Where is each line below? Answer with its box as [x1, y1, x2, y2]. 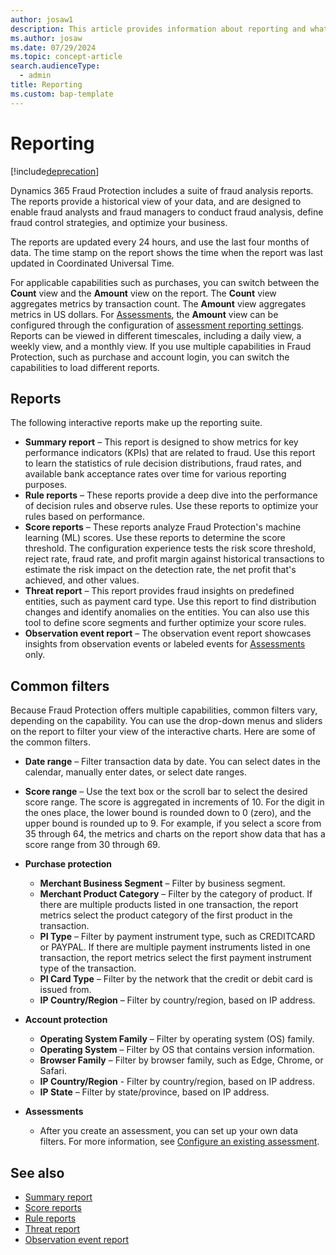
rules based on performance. [24, 511, 145, 523]
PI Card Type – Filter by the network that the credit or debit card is [39, 973, 313, 985]
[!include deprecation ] [10, 165, 100, 177]
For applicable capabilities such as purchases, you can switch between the [10, 276, 320, 288]
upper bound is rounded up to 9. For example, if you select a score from [24, 817, 322, 830]
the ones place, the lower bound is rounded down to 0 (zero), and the [24, 807, 312, 819]
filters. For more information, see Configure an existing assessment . [39, 1136, 320, 1148]
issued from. [39, 984, 92, 996]
